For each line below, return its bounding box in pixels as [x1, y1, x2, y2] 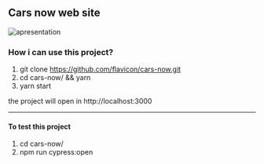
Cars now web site [8, 6, 101, 20]
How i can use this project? [8, 46, 114, 57]
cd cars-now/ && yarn [19, 73, 91, 82]
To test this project [8, 122, 71, 131]
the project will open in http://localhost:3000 [8, 97, 152, 106]
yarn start [19, 82, 52, 91]
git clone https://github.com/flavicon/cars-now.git [19, 64, 181, 74]
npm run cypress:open [19, 148, 93, 157]
